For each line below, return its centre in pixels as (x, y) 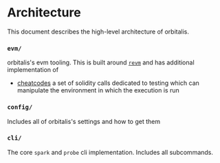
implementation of (33, 70)
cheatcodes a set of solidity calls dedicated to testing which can (108, 83)
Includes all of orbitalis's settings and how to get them (84, 121)
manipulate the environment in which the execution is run (98, 90)
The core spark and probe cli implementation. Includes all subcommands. (110, 152)
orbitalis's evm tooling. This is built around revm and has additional (101, 62)
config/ (20, 107)
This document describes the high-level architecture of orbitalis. (98, 32)
